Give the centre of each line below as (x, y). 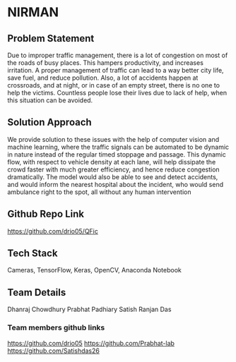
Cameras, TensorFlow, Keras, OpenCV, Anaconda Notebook (94, 270)
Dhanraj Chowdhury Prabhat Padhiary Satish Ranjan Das (89, 309)
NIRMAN (33, 12)
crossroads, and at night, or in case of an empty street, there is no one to (114, 85)
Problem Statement (51, 38)
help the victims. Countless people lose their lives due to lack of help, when (117, 93)
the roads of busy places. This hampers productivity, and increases (105, 63)
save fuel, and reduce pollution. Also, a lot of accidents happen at (103, 78)
